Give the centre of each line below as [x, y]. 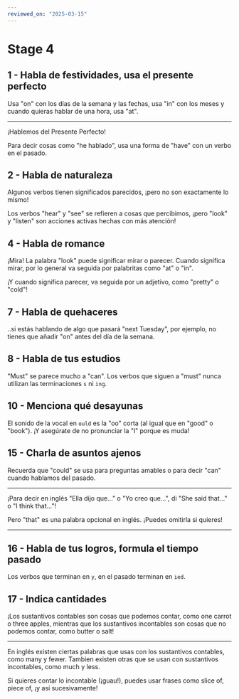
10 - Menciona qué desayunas [75, 406]
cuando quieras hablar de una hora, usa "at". [73, 111]
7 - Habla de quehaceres [63, 312]
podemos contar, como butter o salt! [61, 631]
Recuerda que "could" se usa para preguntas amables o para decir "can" [115, 470]
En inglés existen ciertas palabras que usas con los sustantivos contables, [116, 652]
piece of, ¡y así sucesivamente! [53, 688]
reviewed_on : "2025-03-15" [47, 14]
